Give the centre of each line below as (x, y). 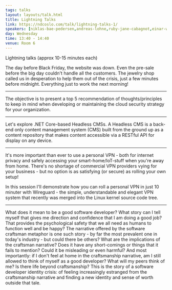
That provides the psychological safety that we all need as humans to (79, 223)
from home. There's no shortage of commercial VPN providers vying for (81, 166)
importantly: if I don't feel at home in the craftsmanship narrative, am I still (83, 255)
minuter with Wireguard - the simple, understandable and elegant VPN (79, 192)
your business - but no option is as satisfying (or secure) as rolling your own (86, 171)
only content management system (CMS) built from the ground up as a (89, 129)
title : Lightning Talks (31, 19)
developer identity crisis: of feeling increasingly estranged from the (76, 272)
